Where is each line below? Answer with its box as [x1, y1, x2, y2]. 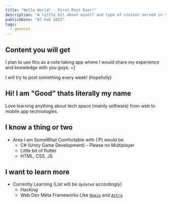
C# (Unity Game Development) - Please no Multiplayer [20, 142, 135, 148]
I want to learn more [5, 167, 70, 176]
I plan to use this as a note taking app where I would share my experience [5, 59, 160, 65]
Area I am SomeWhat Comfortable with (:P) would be [12, 137, 124, 143]
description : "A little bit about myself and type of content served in [5, 12, 163, 17]
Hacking [20, 187, 38, 193]
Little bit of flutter [20, 147, 57, 153]
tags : [5, 21, 17, 27]
